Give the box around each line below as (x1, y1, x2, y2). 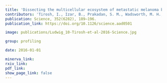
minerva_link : (5, 57, 35, 62)
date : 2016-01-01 (5, 48, 41, 53)
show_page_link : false (5, 70, 52, 76)
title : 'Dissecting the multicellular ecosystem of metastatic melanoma (5, 7, 159, 12)
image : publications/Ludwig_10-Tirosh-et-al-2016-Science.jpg (5, 30, 137, 35)
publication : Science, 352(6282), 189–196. (5, 16, 97, 21)
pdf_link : (5, 66, 26, 71)
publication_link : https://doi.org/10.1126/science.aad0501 (5, 21, 133, 26)
